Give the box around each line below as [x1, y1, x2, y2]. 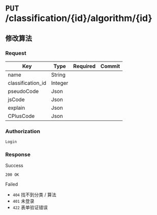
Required [73, 63, 96, 70]
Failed [5, 181, 18, 188]
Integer [51, 79, 69, 86]
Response [5, 151, 30, 158]
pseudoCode [8, 87, 39, 95]
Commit [100, 63, 120, 70]
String [51, 71, 66, 78]
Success [5, 163, 24, 169]
